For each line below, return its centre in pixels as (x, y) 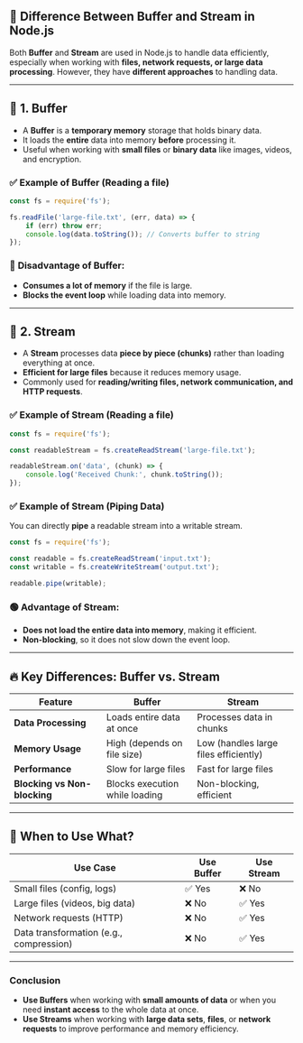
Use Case (95, 867)
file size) (124, 754)
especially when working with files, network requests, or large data (136, 62)
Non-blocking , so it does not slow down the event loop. (126, 640)
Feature (56, 702)
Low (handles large (238, 743)
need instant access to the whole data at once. (110, 1010)
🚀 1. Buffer (38, 109)
